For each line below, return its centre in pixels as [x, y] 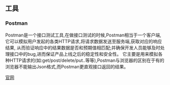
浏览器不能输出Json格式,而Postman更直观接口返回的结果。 [67, 66]
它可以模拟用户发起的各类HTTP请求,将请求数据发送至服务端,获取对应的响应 [84, 41]
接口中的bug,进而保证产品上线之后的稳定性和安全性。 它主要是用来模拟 [84, 54]
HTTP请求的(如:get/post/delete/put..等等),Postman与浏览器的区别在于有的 [87, 60]
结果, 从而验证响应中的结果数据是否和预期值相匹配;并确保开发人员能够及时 [83, 48]
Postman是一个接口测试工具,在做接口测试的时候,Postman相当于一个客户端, [83, 35]
